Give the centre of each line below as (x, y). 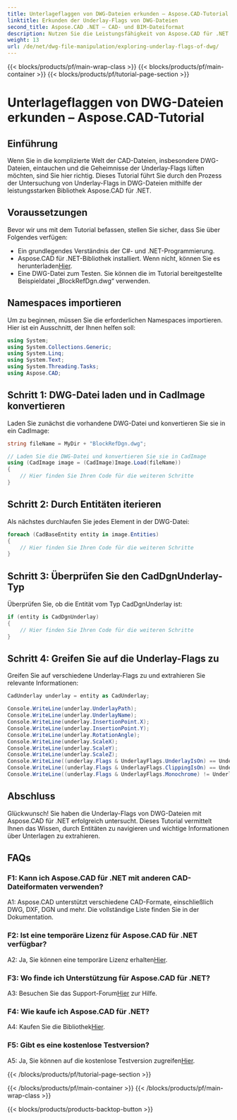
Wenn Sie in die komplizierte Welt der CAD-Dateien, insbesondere (103, 160)
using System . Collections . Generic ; (60, 347)
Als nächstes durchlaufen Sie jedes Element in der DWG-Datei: (98, 521)
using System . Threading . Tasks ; (53, 367)
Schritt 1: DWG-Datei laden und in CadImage (106, 395)
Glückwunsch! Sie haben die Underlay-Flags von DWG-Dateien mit (104, 813)
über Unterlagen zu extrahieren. (54, 836)
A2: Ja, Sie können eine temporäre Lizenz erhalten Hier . (87, 959)
